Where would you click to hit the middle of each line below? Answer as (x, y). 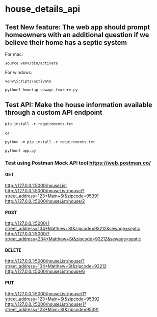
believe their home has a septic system (66, 42)
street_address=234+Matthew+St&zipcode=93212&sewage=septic (73, 239)
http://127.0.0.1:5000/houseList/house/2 (45, 201)
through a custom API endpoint (54, 113)
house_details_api (43, 9)
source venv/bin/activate (31, 63)
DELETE (13, 250)
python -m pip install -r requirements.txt (50, 142)
